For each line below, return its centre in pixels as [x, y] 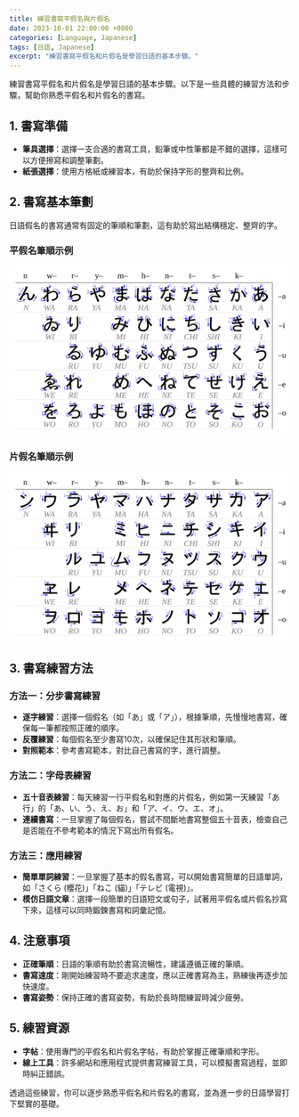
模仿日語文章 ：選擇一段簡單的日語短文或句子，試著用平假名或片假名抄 [151, 899]
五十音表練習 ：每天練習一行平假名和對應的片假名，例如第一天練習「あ [151, 796]
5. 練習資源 [39, 1028]
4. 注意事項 [40, 941]
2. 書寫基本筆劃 [51, 202]
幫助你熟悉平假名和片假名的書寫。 [87, 95]
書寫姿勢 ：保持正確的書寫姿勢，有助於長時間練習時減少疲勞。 [135, 997]
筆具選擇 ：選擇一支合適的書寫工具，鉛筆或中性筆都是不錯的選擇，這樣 [151, 149]
